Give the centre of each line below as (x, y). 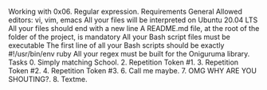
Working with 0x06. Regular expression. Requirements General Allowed (126, 12)
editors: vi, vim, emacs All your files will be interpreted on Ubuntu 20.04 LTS (133, 20)
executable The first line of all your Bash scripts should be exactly (116, 45)
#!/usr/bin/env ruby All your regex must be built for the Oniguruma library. (129, 54)
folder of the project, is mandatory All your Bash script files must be (120, 37)
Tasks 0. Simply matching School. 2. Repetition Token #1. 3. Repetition (124, 62)
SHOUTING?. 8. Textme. (48, 79)
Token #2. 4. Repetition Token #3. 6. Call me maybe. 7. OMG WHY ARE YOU (133, 70)
